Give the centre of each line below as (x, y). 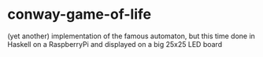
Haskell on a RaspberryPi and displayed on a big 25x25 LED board (115, 44)
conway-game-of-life (79, 14)
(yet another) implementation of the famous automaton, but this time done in (131, 36)
